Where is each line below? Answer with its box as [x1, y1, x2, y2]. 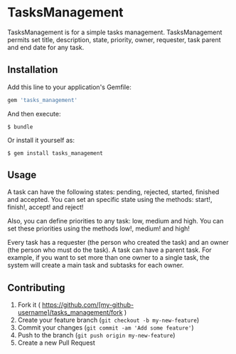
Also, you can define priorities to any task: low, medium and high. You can [7, 217, 224, 226]
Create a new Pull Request [17, 338, 96, 347]
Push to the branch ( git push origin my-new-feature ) [17, 331, 176, 340]
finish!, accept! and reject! [7, 203, 84, 211]
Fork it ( [17, 300, 41, 309]
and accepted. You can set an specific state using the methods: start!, [7, 196, 213, 204]
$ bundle [7, 123, 33, 131]
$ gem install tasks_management [7, 149, 103, 157]
